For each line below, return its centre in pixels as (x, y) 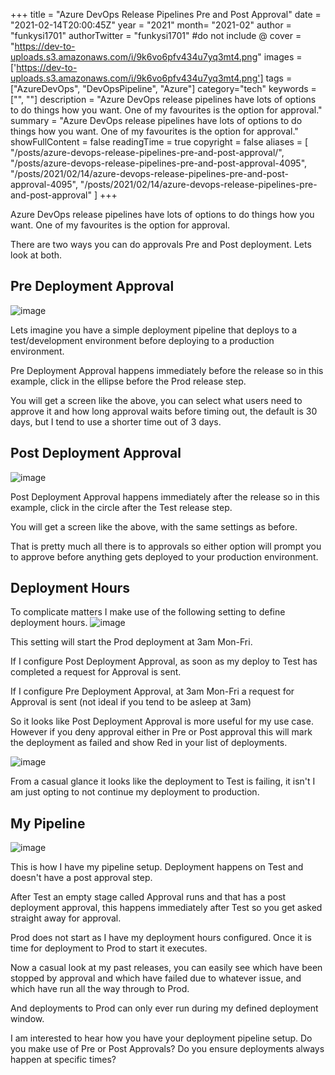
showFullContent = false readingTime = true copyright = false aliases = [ (159, 142)
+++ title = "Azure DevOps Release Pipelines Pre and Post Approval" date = (166, 14)
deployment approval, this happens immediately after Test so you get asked (166, 908)
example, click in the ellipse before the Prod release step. (128, 381)
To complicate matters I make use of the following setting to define (148, 612)
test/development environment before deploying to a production (142, 340)
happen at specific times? (63, 1060)
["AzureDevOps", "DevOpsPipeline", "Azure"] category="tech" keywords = (163, 88)
